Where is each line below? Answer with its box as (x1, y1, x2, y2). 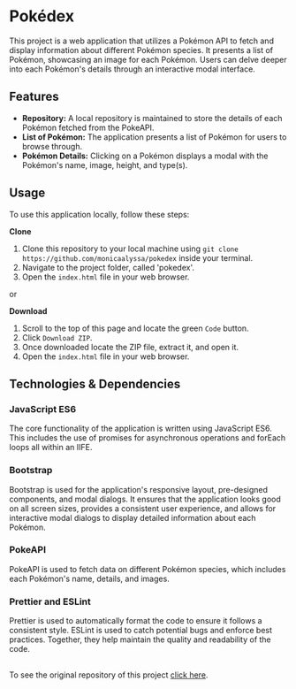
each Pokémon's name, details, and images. (9, 573, 170, 584)
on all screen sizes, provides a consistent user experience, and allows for (9, 502, 277, 514)
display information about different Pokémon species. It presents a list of (9, 44, 274, 55)
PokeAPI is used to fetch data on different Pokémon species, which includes (9, 563, 286, 574)
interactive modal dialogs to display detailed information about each (9, 512, 256, 523)
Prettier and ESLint (9, 595, 91, 608)
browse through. (21, 141, 82, 151)
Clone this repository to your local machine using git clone (21, 243, 239, 254)
